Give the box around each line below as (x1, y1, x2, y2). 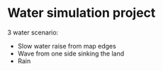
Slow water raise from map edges (17, 41, 117, 50)
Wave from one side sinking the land (17, 49, 125, 58)
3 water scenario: (7, 28, 59, 37)
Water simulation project (7, 5, 156, 21)
